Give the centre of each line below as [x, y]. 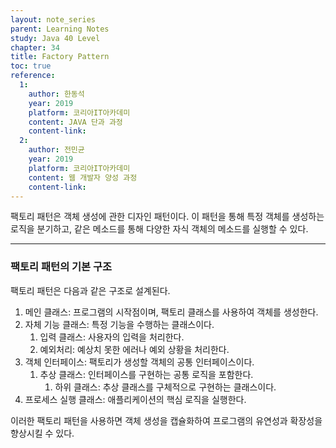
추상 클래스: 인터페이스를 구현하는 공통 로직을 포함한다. [146, 374]
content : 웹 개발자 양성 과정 [83, 177]
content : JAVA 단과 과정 [75, 122]
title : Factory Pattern [60, 57]
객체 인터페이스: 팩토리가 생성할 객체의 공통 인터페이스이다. [139, 362]
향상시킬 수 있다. [42, 433]
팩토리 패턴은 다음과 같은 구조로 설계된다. [90, 290]
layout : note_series [53, 19]
